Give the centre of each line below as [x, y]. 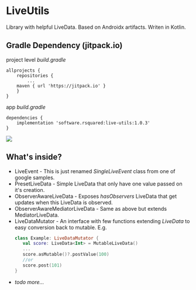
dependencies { [25, 118]
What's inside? [34, 157]
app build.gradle [26, 107]
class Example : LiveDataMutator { [56, 238]
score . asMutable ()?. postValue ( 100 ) [66, 254]
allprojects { [23, 70]
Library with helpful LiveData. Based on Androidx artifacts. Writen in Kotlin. [96, 27]
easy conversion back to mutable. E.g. [61, 227]
